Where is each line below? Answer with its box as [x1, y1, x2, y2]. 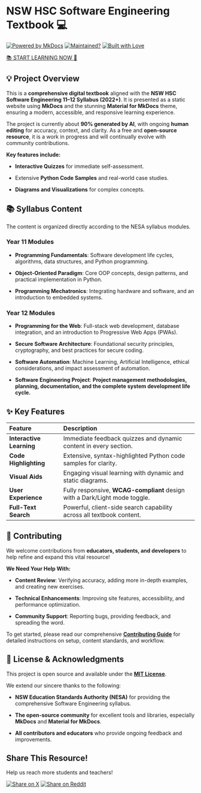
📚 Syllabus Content [6, 204, 83, 214]
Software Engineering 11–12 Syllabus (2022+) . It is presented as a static [6, 96, 185, 103]
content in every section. [63, 442, 133, 450]
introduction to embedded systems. [14, 294, 103, 301]
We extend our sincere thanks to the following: [6, 682, 121, 689]
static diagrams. [63, 476, 109, 484]
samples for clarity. [63, 459, 118, 467]
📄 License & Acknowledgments [6, 655, 124, 665]
